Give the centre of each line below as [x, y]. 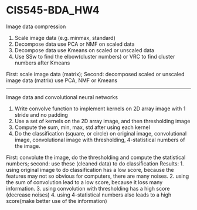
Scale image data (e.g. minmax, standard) [65, 38]
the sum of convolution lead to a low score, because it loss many [84, 182]
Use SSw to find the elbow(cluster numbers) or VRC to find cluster [95, 56]
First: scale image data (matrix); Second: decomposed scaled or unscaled [95, 74]
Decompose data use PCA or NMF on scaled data [74, 44]
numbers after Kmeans [42, 63]
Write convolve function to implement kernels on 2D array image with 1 [100, 109]
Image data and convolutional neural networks [62, 97]
